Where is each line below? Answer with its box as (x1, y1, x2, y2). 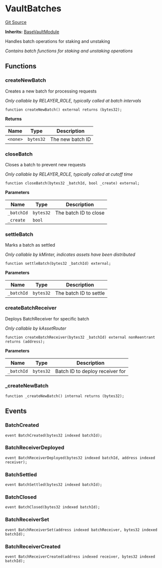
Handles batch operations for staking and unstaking (5, 38, 110, 44)
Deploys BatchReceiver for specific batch (5, 316, 90, 321)
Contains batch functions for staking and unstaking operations (5, 48, 133, 54)
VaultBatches (5, 3, 62, 14)
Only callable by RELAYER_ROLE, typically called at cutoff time (5, 171, 133, 177)
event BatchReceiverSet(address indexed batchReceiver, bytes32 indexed (5, 527, 158, 532)
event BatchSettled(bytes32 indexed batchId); (5, 482, 102, 487)
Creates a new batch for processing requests (5, 88, 97, 94)
